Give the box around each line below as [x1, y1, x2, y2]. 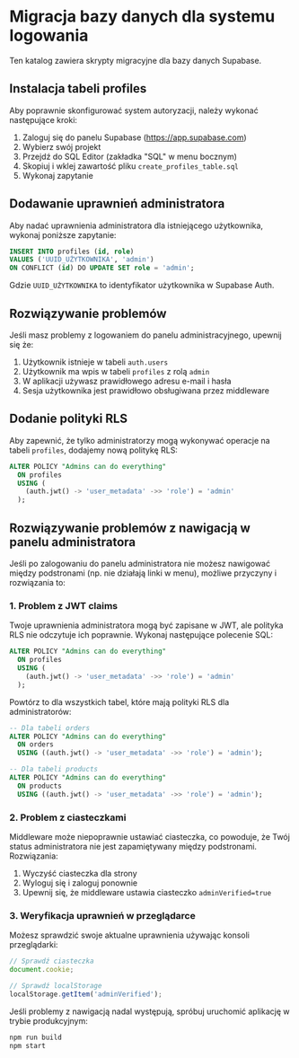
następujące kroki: [9, 114, 78, 125]
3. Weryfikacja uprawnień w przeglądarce [9, 909, 196, 921]
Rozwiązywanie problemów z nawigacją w [9, 520, 251, 535]
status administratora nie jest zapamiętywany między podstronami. [9, 841, 258, 851]
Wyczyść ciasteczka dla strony [22, 868, 137, 878]
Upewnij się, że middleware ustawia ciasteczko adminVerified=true [22, 886, 272, 897]
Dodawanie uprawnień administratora [9, 196, 225, 212]
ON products [17, 781, 63, 790]
